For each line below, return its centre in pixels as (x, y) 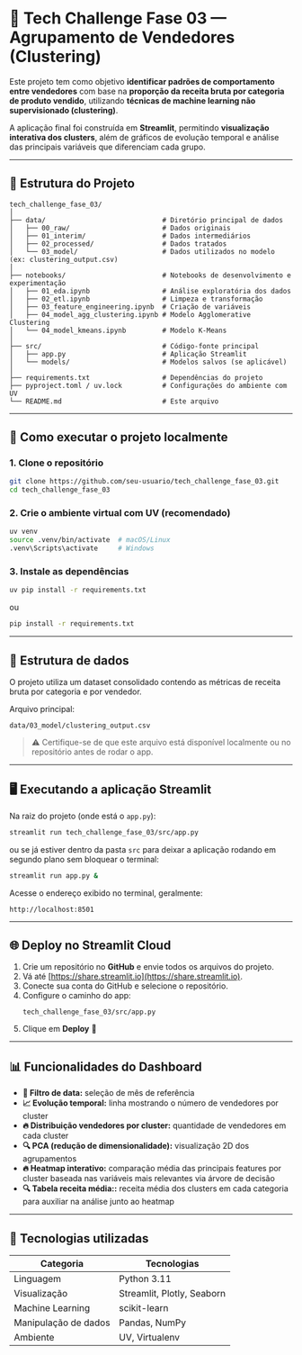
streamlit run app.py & (54, 876)
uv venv (24, 532)
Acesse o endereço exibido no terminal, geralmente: (106, 893)
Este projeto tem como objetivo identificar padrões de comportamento (142, 81)
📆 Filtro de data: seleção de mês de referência (108, 1093)
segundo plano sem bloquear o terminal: (84, 859)
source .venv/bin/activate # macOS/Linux (90, 540)
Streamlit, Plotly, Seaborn (173, 1293)
